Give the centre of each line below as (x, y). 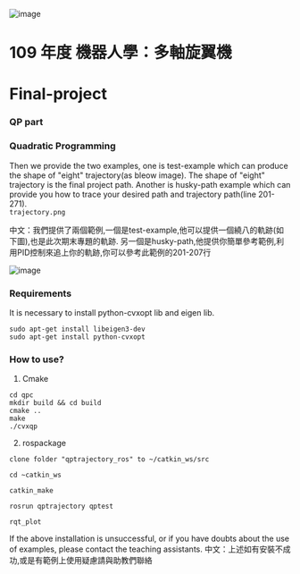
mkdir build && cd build (55, 403)
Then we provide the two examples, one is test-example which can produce (149, 165)
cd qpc (21, 395)
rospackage (44, 443)
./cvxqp (24, 426)
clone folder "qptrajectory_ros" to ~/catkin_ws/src (109, 460)
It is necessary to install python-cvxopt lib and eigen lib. (112, 312)
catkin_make (31, 491)
